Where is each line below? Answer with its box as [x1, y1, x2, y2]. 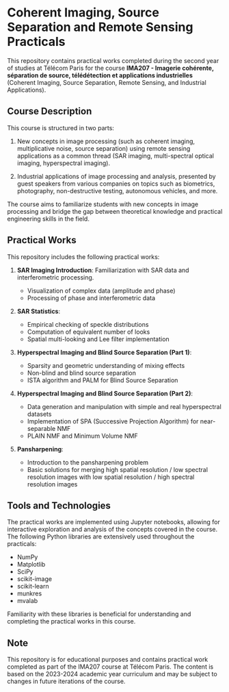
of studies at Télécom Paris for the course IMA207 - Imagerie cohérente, [7, 64, 214, 72]
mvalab [16, 597, 38, 605]
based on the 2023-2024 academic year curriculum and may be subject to [7, 670, 217, 678]
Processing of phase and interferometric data [27, 293, 156, 302]
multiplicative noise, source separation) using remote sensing [16, 144, 191, 152]
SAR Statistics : [16, 307, 61, 315]
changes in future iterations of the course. [7, 677, 126, 686]
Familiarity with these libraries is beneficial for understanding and [7, 610, 191, 618]
